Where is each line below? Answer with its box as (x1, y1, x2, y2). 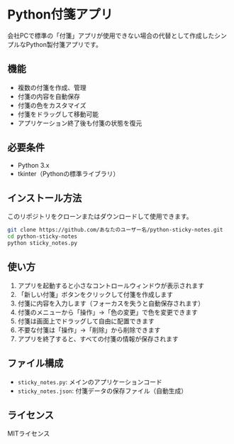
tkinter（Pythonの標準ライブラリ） (17, 169, 120, 178)
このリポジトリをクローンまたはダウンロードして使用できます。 (7, 212, 193, 221)
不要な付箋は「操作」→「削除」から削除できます (17, 325, 161, 334)
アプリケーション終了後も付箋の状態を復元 (17, 119, 143, 127)
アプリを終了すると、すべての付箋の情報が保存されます (17, 335, 179, 343)
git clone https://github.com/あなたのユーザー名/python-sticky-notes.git (7, 227, 223, 234)
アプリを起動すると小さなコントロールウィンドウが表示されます (17, 281, 204, 290)
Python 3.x (17, 161, 50, 169)
